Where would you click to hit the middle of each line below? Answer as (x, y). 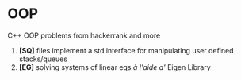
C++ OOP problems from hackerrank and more (84, 35)
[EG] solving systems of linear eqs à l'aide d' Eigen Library (115, 67)
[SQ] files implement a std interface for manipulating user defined (126, 50)
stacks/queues (43, 59)
